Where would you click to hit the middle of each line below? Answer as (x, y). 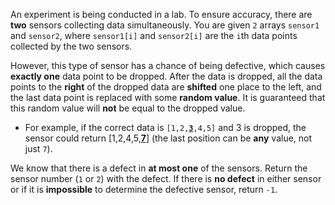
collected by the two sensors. (71, 46)
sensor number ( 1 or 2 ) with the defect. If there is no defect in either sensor (166, 178)
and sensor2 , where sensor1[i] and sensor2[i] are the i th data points (154, 35)
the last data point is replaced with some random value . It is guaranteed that (168, 97)
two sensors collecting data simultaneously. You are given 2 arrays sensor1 (165, 25)
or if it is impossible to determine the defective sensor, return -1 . (144, 189)
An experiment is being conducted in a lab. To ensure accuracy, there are (161, 14)
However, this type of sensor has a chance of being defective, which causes (168, 65)
